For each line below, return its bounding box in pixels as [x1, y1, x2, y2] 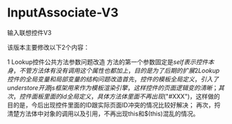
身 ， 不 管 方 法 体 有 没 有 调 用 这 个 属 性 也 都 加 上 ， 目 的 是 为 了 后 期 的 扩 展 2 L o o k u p [7, 66, 220, 74]
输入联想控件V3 [7, 28, 52, 37]
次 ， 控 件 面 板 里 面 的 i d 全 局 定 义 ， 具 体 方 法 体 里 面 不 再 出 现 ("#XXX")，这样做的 [7, 92, 220, 101]
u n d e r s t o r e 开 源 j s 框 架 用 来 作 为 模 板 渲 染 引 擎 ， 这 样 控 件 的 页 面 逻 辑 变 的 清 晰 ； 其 [7, 83, 224, 92]
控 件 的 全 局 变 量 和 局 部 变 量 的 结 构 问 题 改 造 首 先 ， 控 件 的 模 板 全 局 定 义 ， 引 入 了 [7, 74, 219, 83]
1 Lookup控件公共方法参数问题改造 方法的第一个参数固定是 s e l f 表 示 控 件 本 [7, 57, 214, 66]
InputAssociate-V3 [7, 5, 119, 21]
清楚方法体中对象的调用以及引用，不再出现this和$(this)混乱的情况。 [7, 109, 200, 118]
